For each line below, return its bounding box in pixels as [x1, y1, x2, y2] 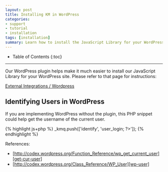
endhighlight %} [5, 131, 38, 137]
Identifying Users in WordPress [5, 97, 105, 106]
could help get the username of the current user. [5, 116, 105, 122]
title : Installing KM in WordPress [5, 12, 79, 17]
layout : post [5, 7, 32, 12]
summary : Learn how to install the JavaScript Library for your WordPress [5, 40, 164, 45]
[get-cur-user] [12, 155, 42, 161]
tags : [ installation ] [5, 35, 50, 40]
